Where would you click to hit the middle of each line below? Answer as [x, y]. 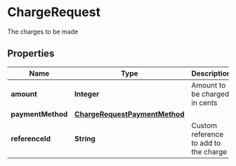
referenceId [31, 139]
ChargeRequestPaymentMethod [130, 114]
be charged [210, 94]
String [85, 139]
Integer [87, 94]
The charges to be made [43, 32]
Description [211, 73]
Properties [31, 54]
